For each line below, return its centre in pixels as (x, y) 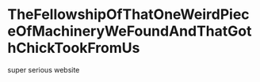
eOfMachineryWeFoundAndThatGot (130, 31)
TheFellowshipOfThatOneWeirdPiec (129, 15)
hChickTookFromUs (74, 48)
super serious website (44, 69)
